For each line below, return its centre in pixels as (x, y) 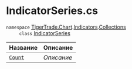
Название (23, 47)
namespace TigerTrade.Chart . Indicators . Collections (66, 27)
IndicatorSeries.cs (52, 11)
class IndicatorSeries (45, 33)
